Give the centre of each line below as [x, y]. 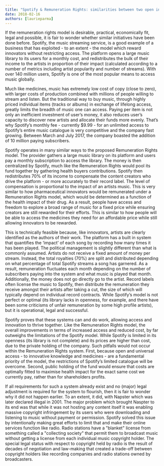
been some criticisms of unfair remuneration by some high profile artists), [79, 305]
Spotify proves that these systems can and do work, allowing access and [79, 320]
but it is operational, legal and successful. [47, 311]
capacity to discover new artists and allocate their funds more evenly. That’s [82, 120]
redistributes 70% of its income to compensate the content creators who [78, 176]
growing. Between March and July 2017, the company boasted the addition [80, 135]
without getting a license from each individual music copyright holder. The [80, 439]
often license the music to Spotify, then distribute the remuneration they [77, 285]
